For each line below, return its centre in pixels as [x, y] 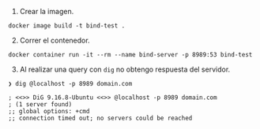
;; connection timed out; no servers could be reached [100, 118]
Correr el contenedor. [55, 40]
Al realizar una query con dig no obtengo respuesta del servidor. [125, 69]
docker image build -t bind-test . [67, 26]
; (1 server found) [40, 105]
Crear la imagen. [47, 11]
